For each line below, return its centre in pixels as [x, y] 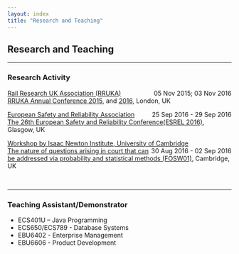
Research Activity [39, 77]
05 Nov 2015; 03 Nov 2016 [193, 93]
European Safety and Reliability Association [71, 114]
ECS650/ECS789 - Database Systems [73, 227]
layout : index [28, 14]
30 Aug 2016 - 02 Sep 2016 [191, 150]
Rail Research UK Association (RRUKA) [64, 93]
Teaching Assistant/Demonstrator [68, 204]
